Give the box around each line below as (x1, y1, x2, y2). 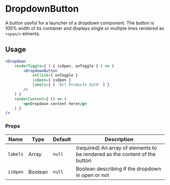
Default (53, 135, 71, 142)
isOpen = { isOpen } (32, 78, 71, 83)
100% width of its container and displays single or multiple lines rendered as (5, 25, 164, 31)
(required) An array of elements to (75, 144, 157, 151)
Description (104, 135, 134, 142)
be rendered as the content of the (75, 151, 156, 158)
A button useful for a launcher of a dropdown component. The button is (5, 20, 154, 26)
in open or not (75, 171, 109, 178)
